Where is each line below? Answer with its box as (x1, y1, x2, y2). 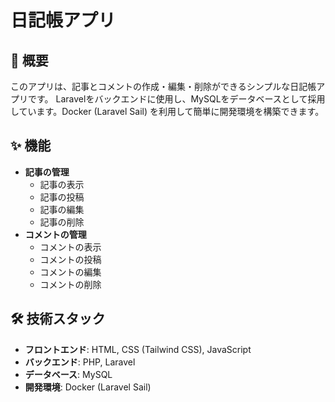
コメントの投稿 (39, 253, 102, 265)
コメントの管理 (24, 228, 87, 240)
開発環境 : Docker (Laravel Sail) (24, 381, 152, 393)
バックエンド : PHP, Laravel (24, 356, 136, 368)
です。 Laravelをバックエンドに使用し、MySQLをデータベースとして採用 (27, 93, 326, 105)
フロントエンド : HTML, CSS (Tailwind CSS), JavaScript (24, 343, 252, 355)
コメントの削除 (39, 278, 102, 290)
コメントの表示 (39, 241, 102, 253)
